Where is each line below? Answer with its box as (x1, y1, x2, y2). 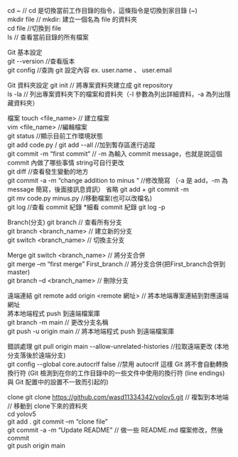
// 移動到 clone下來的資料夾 (7, 401, 88, 410)
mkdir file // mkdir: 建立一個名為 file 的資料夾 (7, 15, 137, 23)
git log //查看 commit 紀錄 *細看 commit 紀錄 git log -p (7, 203, 166, 211)
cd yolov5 (7, 410, 37, 418)
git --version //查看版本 (7, 57, 75, 65)
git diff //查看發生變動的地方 (7, 167, 89, 176)
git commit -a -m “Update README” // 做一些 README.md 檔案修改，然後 (7, 426, 224, 434)
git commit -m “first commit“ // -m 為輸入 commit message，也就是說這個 (7, 149, 222, 158)
